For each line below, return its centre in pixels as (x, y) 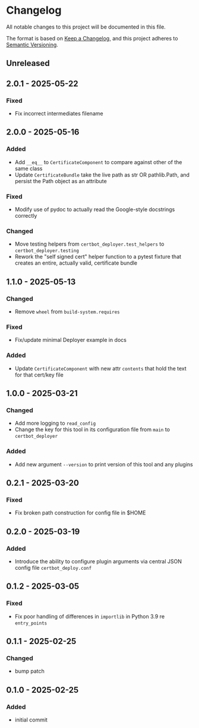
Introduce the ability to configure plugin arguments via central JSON (98, 561)
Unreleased (28, 63)
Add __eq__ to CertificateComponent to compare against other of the (98, 162)
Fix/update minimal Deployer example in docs (70, 340)
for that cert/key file (39, 375)
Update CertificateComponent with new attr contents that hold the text (101, 368)
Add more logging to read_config (55, 423)
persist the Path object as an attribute (61, 181)
